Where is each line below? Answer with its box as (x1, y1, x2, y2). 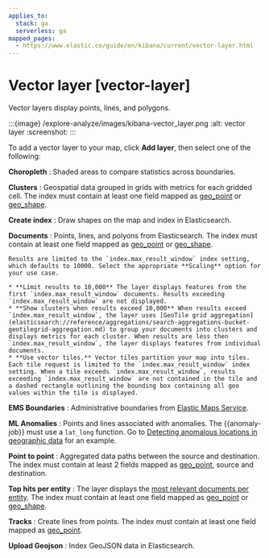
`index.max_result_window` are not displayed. (8, 297, 168, 306)
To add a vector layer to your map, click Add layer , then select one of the (8, 143, 251, 153)
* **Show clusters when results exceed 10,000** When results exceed (8, 304, 247, 312)
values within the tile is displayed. (8, 389, 139, 397)
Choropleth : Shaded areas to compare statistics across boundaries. (8, 167, 236, 177)
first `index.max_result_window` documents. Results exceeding (8, 291, 226, 299)
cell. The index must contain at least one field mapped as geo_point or (8, 191, 242, 201)
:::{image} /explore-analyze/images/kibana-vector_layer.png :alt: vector (8, 118, 246, 129)
